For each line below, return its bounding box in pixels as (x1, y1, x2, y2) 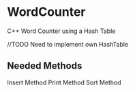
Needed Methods (7, 60, 82, 72)
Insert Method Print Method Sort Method (7, 78, 121, 87)
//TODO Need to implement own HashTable (7, 40, 129, 48)
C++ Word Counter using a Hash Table (7, 27, 116, 35)
